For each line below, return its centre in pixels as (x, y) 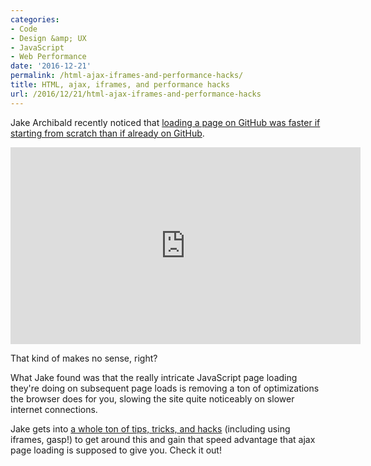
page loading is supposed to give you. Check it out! (116, 450)
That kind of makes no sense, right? (84, 358)
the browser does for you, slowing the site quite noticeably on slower (152, 398)
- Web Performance (48, 57)
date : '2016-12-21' (51, 66)
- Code (24, 29)
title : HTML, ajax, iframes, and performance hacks (120, 85)
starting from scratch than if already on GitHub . (107, 133)
